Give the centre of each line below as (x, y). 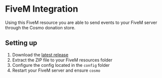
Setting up (21, 43)
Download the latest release (40, 55)
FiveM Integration (42, 9)
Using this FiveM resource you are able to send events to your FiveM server (81, 22)
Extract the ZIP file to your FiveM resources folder (62, 60)
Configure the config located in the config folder (61, 65)
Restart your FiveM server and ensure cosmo (56, 70)
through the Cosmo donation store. (40, 27)
